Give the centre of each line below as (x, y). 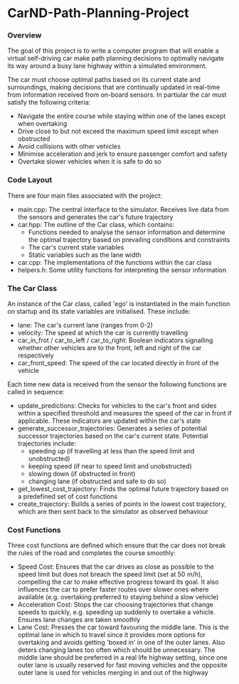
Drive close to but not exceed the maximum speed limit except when (118, 131)
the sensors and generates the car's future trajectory (95, 217)
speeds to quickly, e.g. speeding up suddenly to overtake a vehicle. (116, 612)
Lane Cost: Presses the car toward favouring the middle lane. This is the (123, 627)
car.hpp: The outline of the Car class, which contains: (96, 224)
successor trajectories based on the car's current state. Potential (113, 436)
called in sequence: (36, 392)
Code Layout (30, 180)
